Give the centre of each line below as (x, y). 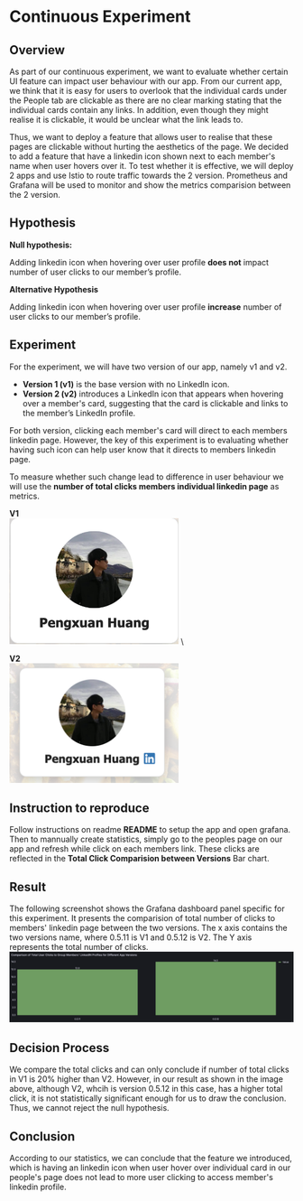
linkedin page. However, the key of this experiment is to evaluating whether (149, 440)
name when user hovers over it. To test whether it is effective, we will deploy (151, 166)
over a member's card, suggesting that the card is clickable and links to (155, 403)
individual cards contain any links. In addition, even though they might (139, 110)
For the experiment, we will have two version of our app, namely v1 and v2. (148, 367)
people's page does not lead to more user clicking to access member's (141, 1177)
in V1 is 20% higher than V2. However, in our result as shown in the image (147, 1079)
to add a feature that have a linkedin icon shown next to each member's (142, 156)
